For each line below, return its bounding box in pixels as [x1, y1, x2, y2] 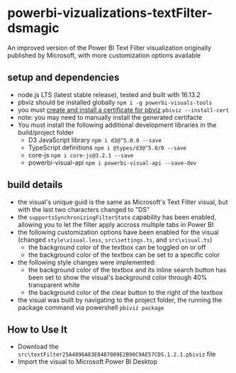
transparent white [28, 280, 80, 289]
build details [7, 179, 63, 191]
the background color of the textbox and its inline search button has [28, 265, 227, 274]
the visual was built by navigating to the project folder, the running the [17, 296, 223, 304]
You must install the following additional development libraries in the [17, 121, 217, 129]
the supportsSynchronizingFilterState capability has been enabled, [17, 213, 217, 221]
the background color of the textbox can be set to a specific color [28, 250, 220, 259]
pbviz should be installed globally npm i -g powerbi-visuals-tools [17, 98, 213, 106]
